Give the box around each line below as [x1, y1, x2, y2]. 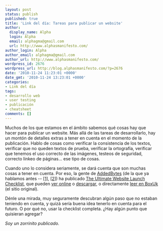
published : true [5, 16, 38, 21]
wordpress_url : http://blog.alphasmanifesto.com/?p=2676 [5, 66, 123, 71]
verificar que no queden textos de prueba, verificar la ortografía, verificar [5, 145, 152, 151]
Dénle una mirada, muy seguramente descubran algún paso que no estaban [5, 195, 158, 201]
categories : [5, 79, 29, 84]
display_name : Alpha [9, 30, 51, 35]
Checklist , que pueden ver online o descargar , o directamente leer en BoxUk [5, 181, 158, 187]
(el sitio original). [5, 186, 39, 192]
